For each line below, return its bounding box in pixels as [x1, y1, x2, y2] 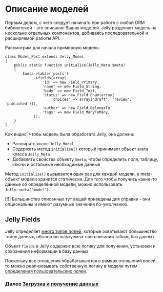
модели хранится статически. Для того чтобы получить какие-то [20, 176, 157, 182]
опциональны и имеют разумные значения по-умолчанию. [5, 201, 129, 207]
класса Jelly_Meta [12, 151, 50, 157]
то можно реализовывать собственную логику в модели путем [5, 263, 138, 269]
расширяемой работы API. [5, 35, 61, 41]
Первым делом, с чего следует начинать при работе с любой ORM [5, 20, 145, 25]
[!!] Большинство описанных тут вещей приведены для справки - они [5, 196, 150, 202]
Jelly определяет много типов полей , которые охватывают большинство [5, 228, 157, 234]
